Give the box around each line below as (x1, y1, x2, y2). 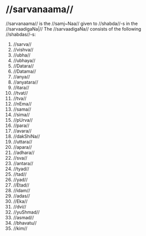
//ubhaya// (13, 57, 36, 63)
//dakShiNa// (13, 133, 40, 139)
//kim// (13, 225, 27, 231)
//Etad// (13, 182, 30, 188)
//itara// (13, 84, 30, 90)
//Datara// (13, 63, 34, 69)
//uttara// (13, 139, 33, 145)
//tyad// (13, 166, 30, 172)
